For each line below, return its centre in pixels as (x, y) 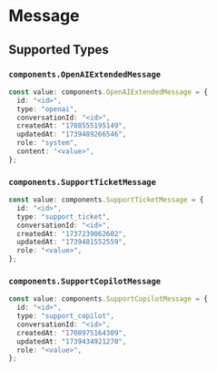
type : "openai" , (47, 109)
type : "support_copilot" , (66, 316)
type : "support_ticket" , (64, 216)
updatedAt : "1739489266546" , (72, 134)
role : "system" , (47, 143)
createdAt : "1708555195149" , (72, 126)
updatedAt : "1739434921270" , (72, 341)
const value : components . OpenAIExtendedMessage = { (108, 92)
